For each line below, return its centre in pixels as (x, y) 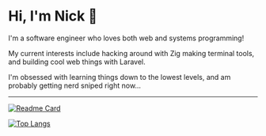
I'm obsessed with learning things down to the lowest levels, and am (120, 77)
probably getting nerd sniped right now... (74, 85)
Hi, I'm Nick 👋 (53, 16)
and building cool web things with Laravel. (77, 62)
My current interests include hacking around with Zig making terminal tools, (131, 53)
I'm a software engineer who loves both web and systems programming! (126, 38)
